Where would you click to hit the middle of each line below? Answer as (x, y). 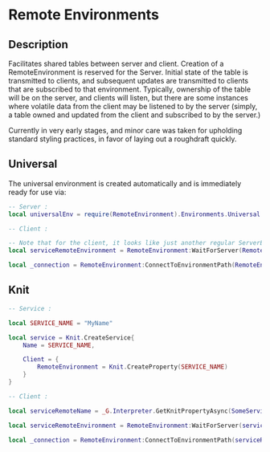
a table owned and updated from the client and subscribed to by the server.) (135, 115)
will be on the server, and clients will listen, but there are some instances (129, 98)
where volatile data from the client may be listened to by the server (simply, (133, 106)
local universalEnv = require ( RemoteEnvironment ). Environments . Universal (135, 214)
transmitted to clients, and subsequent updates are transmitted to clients (129, 81)
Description (38, 45)
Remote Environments (84, 15)
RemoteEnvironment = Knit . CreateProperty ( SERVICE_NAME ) (133, 367)
